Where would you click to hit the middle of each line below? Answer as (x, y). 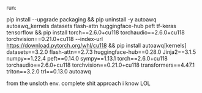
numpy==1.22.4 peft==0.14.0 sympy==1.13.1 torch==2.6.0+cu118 (87, 58)
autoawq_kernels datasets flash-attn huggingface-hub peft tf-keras (91, 26)
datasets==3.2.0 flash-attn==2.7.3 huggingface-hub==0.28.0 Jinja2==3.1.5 (101, 52)
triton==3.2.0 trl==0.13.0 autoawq (49, 71)
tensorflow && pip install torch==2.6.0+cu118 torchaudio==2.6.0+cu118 (95, 32)
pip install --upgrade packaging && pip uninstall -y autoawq (82, 19)
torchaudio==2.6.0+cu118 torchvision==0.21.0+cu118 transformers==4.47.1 (100, 65)
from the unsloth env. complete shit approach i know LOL (79, 83)
